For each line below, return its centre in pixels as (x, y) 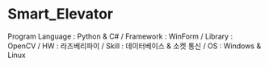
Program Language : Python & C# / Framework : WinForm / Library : (120, 36)
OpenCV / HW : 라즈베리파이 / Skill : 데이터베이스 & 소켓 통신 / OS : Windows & (134, 46)
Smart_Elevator (61, 14)
